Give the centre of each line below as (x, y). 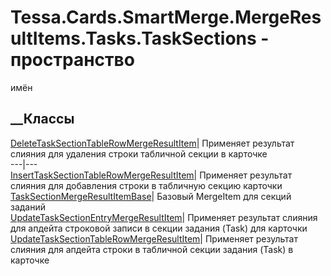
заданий (28, 207)
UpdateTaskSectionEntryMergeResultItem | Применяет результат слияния (164, 217)
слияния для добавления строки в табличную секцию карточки (146, 185)
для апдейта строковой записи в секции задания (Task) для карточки (159, 228)
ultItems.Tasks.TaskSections (133, 38)
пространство (72, 60)
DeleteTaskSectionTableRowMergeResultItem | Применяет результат (152, 143)
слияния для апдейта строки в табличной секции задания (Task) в (152, 249)
